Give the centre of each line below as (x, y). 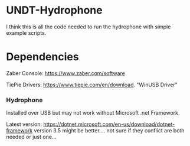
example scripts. (26, 33)
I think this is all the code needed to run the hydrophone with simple (89, 27)
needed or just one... (31, 137)
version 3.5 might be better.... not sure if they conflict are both (109, 131)
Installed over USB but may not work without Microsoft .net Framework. (93, 113)
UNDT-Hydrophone (54, 10)
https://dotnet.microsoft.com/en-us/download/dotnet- (109, 124)
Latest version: (24, 124)
